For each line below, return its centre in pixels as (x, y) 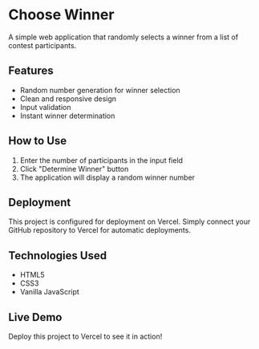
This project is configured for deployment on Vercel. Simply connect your (129, 221)
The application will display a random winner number (107, 177)
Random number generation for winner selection (100, 90)
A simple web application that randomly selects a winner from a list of (123, 37)
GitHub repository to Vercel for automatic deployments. (99, 230)
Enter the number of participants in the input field (101, 160)
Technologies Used (57, 256)
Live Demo (35, 317)
